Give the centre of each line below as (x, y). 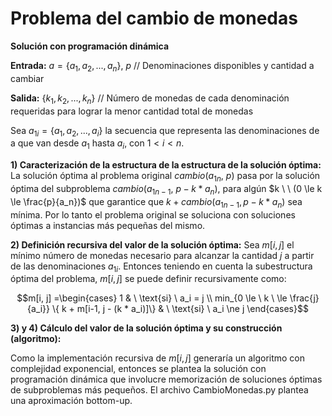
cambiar (27, 78)
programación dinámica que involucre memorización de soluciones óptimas (166, 379)
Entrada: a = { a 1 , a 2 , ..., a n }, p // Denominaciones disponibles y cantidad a (162, 66)
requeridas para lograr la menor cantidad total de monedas (132, 111)
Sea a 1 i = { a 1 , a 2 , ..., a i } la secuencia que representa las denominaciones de (165, 131)
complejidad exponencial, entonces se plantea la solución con (138, 369)
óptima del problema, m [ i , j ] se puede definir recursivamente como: (148, 279)
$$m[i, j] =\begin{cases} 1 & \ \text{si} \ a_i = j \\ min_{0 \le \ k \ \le (152, 298)
